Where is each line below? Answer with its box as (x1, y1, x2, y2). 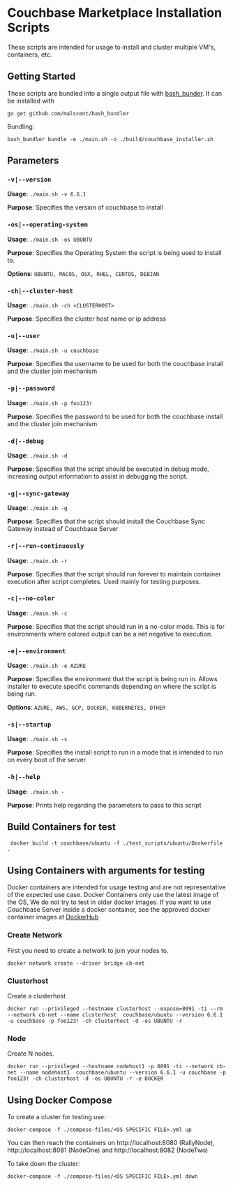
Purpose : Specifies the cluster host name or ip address (7, 314, 166, 323)
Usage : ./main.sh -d (7, 451, 68, 459)
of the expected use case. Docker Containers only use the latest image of (7, 891, 219, 899)
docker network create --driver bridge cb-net (7, 959, 145, 967)
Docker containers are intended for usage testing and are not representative (7, 883, 226, 891)
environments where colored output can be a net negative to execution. (7, 629, 213, 638)
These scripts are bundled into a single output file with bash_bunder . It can (7, 89, 223, 97)
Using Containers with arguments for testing (7, 864, 205, 876)
